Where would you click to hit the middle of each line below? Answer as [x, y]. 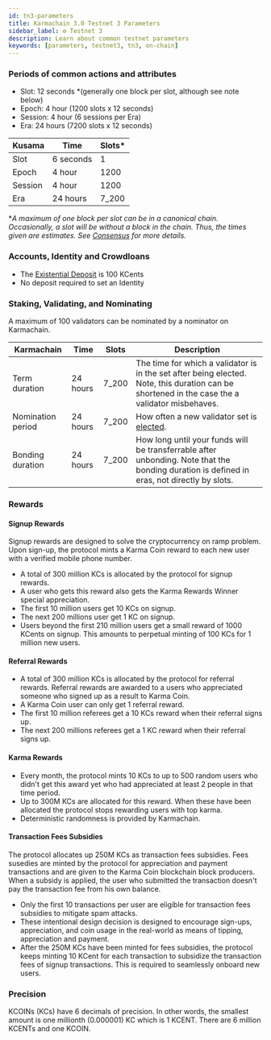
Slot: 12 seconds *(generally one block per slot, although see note [129, 92]
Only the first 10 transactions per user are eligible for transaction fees [135, 905]
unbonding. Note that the [183, 460]
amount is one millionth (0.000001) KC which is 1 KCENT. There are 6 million [135, 1020]
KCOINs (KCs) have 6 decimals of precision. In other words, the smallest [129, 1012]
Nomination [34, 417]
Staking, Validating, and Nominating [81, 303]
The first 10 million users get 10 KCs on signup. [98, 609]
